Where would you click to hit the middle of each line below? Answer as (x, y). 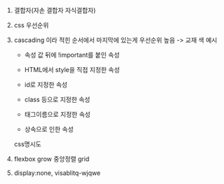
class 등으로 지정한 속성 (57, 99)
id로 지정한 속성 (46, 85)
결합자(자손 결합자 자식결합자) (55, 10)
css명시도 (28, 144)
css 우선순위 (31, 25)
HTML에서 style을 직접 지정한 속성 (72, 70)
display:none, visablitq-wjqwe (57, 173)
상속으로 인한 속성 (49, 129)
